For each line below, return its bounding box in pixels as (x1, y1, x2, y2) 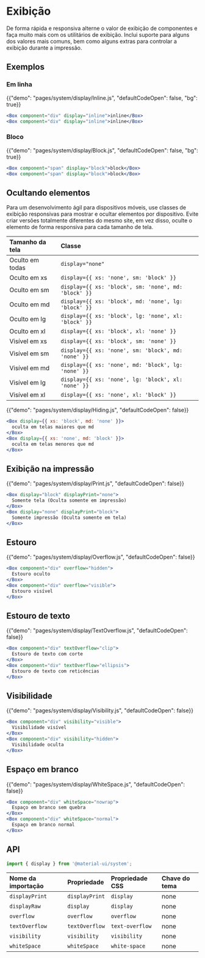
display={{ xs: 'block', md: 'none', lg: (60, 298, 183, 305)
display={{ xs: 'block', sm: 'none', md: (60, 284, 183, 290)
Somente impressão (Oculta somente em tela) (12, 515, 127, 521)
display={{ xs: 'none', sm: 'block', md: (60, 347, 183, 354)
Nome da (9, 874, 37, 883)
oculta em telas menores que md (12, 441, 95, 447)
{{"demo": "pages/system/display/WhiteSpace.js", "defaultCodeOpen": (6, 780, 185, 788)
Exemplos (6, 62, 45, 72)
